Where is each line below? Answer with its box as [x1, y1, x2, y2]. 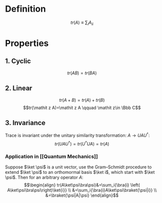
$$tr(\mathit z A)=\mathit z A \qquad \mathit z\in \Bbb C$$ [23, 105, 141, 111]
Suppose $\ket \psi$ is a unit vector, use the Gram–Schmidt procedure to [5, 164, 152, 170]
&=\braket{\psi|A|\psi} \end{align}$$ [45, 192, 119, 198]
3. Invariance [5, 118, 46, 127]
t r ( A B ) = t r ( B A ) [67, 70, 97, 76]
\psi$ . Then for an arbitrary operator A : [5, 174, 83, 180]
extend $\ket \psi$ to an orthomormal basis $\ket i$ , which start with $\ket [5, 169, 155, 175]
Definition [5, 3, 46, 15]
